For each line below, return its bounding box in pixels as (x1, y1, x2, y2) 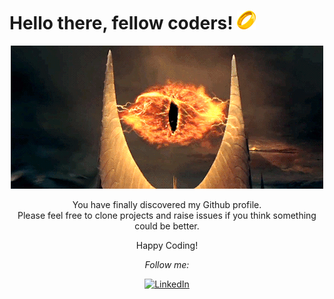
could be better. (134, 220, 200, 232)
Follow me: (144, 258, 190, 270)
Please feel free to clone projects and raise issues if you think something (17, 209, 317, 221)
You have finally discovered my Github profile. (72, 198, 262, 210)
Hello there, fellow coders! (9, 12, 234, 35)
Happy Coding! (135, 239, 199, 251)
